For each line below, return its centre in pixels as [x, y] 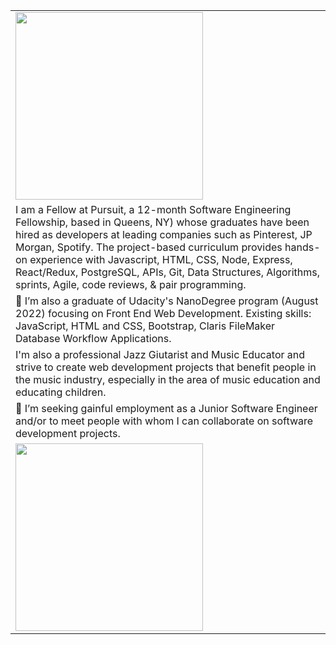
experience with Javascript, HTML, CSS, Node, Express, [161, 259]
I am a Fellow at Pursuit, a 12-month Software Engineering [153, 209]
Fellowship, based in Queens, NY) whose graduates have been [162, 222]
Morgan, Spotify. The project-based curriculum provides [149, 247]
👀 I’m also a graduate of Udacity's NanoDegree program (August [167, 301]
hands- [302, 247]
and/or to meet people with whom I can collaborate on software [164, 421]
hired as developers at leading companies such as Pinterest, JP [164, 234]
